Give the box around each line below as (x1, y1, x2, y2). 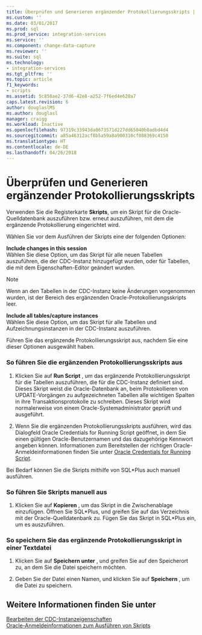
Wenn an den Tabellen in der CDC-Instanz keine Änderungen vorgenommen (6, 288, 196, 295)
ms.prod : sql (6, 25, 39, 32)
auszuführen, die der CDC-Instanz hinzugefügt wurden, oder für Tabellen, (6, 258, 191, 265)
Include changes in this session (6, 245, 87, 252)
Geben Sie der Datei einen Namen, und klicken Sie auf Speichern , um (14, 576, 190, 583)
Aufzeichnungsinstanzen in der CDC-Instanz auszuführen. (6, 325, 152, 332)
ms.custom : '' (6, 15, 42, 21)
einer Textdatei (6, 543, 52, 551)
